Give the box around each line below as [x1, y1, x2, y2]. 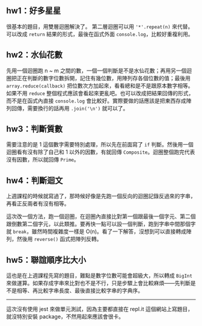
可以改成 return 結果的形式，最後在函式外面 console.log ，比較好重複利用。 [6, 30, 194, 37]
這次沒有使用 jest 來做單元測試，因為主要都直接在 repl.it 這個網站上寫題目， [6, 306, 194, 313]
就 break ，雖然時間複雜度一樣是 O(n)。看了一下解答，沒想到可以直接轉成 [6, 228, 186, 235]
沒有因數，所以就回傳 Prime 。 [6, 156, 79, 163]
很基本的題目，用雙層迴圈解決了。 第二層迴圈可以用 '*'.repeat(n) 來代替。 [6, 23, 194, 30]
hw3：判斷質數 [6, 124, 63, 134]
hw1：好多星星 [6, 5, 61, 16]
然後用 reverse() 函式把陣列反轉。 [16, 236, 102, 243]
